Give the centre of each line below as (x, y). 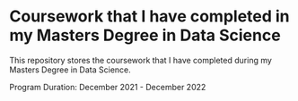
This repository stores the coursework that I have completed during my (140, 60)
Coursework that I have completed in (149, 17)
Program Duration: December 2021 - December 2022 (108, 87)
